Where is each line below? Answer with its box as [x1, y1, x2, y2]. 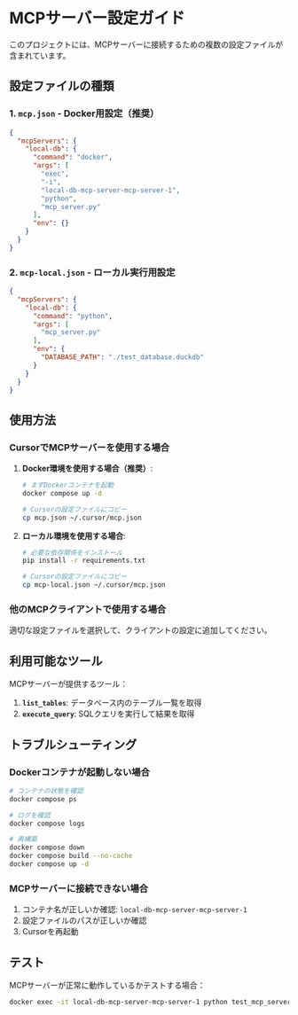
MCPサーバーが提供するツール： [9, 679, 129, 690]
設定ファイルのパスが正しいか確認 [21, 915, 147, 926]
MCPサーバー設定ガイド [9, 8, 185, 28]
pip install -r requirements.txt [21, 556, 146, 566]
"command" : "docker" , [32, 152, 114, 162]
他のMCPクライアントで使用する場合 [9, 604, 167, 616]
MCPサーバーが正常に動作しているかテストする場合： [9, 980, 206, 991]
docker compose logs [9, 819, 86, 828]
